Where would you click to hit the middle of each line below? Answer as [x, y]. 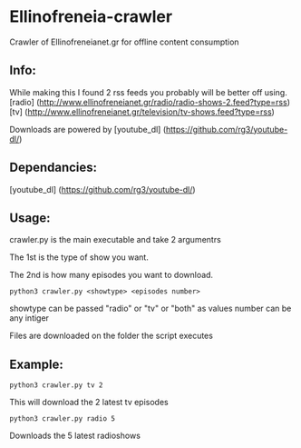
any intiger [29, 318]
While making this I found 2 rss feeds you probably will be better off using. [148, 92]
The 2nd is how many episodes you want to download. [112, 275]
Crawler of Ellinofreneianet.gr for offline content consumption [124, 42]
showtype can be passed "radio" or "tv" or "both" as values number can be [150, 309]
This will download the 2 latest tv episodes [89, 403]
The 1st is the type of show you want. [79, 257]
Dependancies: [53, 168]
